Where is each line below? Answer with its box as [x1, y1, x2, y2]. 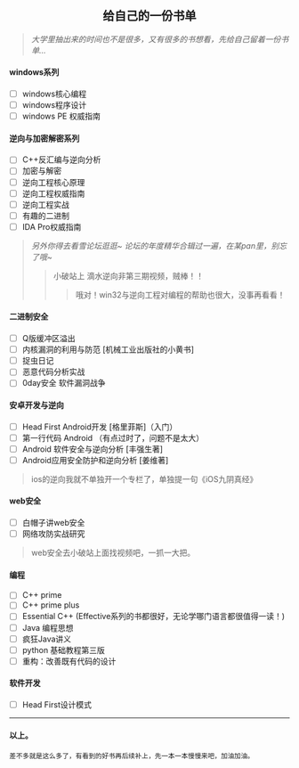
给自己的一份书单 [102, 8, 197, 24]
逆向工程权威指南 [21, 188, 85, 199]
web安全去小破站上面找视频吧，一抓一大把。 [30, 547, 196, 559]
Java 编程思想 [21, 622, 74, 633]
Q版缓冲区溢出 [21, 333, 76, 344]
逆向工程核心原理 [21, 176, 85, 187]
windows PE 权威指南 [21, 110, 101, 122]
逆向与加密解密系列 [9, 133, 80, 143]
